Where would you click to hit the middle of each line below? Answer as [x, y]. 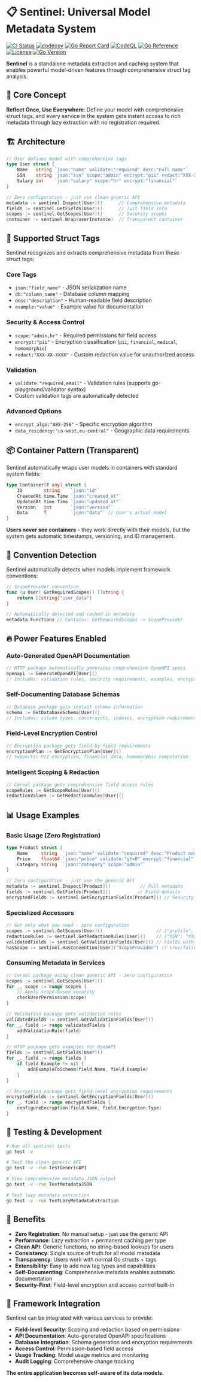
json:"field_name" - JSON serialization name [71, 288]
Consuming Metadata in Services [56, 963]
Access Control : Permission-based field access [74, 1348]
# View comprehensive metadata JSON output [61, 1179]
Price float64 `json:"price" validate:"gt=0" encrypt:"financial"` [107, 859]
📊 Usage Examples [43, 815]
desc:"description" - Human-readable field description [83, 300]
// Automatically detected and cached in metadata [71, 614]
